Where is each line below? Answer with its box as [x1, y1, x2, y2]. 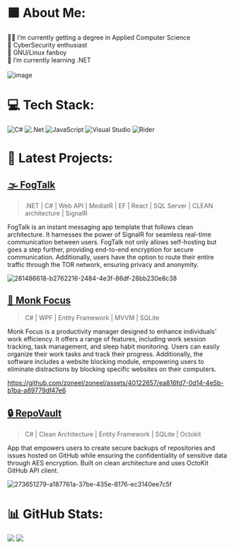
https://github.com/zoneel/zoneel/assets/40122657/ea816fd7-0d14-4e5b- [7, 378, 224, 387]
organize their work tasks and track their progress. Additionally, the [7, 349, 204, 358]
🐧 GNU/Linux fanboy [7, 48, 67, 57]
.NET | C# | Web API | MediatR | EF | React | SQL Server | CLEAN [24, 201, 213, 210]
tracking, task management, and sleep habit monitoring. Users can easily [7, 342, 221, 351]
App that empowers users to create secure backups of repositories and [7, 443, 216, 452]
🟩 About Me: [7, 5, 86, 21]
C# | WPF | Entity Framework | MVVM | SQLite [24, 313, 160, 322]
